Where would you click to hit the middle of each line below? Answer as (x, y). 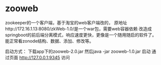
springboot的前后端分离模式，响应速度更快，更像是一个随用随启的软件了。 (81, 35)
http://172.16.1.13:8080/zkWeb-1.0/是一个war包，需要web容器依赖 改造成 (79, 29)
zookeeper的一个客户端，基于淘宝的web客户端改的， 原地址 (66, 22)
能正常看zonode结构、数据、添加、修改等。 (49, 41)
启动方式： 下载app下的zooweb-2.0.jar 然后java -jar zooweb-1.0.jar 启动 (78, 51)
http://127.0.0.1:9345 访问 (44, 57)
